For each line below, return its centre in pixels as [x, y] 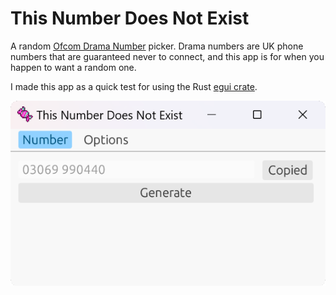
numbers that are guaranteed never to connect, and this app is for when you [167, 56]
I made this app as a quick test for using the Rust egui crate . [134, 86]
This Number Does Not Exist [130, 18]
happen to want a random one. [73, 67]
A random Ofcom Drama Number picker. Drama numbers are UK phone [157, 46]
